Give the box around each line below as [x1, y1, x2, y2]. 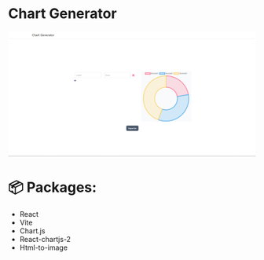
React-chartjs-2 [19, 235, 71, 244]
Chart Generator [8, 5, 117, 23]
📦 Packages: [8, 178, 97, 196]
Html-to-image [19, 243, 68, 252]
